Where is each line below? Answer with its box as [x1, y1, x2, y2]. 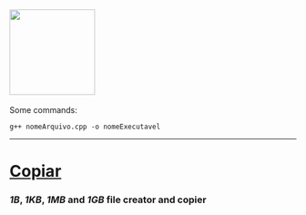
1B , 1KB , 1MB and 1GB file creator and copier [9, 193, 207, 206]
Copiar [9, 161, 62, 181]
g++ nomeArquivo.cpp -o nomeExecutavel [9, 122, 161, 131]
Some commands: [9, 104, 77, 115]
